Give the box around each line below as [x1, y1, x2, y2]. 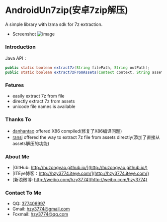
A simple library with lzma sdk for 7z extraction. [5, 21, 103, 27]
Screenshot [12, 31, 36, 37]
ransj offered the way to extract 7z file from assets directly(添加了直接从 [12, 134, 160, 140]
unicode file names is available [12, 104, 76, 110]
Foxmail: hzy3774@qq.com [12, 211, 69, 217]
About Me [5, 153, 30, 160]
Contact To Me [5, 189, 41, 196]
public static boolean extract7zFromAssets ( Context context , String [5, 70, 150, 75]
